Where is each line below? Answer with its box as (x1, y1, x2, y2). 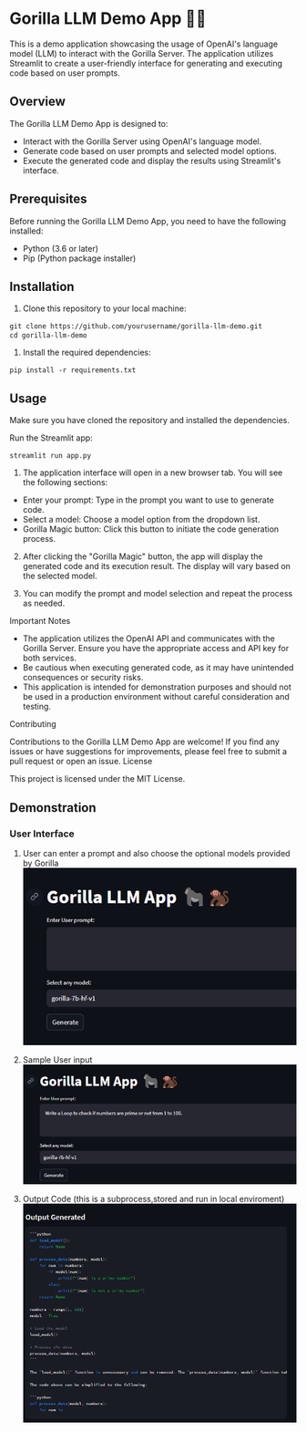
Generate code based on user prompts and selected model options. (22, 145, 278, 156)
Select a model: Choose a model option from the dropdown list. (22, 514, 260, 525)
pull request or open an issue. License (9, 756, 153, 767)
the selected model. (22, 570, 97, 582)
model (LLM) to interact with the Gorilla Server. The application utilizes (9, 47, 274, 58)
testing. (22, 701, 52, 712)
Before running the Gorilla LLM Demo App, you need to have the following (9, 215, 287, 226)
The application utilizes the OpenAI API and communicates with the (22, 633, 276, 644)
